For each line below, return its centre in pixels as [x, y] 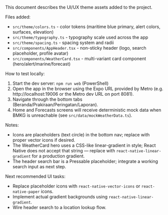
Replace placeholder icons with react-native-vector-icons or [76, 186]
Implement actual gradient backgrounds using [60, 197]
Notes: [12, 125]
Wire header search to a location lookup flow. [59, 207]
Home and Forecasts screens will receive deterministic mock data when [87, 110]
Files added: [18, 17]
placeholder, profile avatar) [40, 53]
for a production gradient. [58, 156]
